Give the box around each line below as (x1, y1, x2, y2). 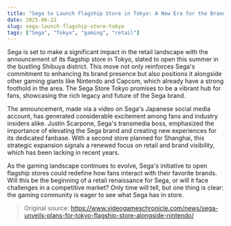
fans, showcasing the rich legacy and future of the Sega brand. (7, 92, 186, 100)
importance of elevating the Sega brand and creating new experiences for (7, 127, 217, 135)
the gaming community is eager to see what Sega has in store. (7, 191, 184, 199)
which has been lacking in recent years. (7, 149, 120, 157)
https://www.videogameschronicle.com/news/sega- (70, 204, 219, 212)
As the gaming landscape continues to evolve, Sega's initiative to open (7, 162, 208, 170)
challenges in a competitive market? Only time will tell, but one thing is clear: (7, 184, 223, 192)
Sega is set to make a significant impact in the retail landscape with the (7, 48, 208, 56)
